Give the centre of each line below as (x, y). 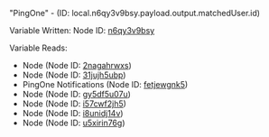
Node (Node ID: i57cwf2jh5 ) (74, 104)
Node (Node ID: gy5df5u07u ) (76, 94)
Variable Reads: (38, 48)
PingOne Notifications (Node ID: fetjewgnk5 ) (105, 84)
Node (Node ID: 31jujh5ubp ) (74, 75)
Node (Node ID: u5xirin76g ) (74, 123)
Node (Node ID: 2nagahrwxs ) (77, 65)
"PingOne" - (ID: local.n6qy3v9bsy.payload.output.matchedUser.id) (134, 13)
